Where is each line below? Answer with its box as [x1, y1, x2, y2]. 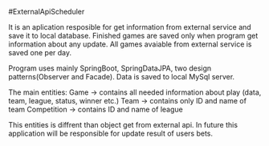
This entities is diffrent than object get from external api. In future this [8, 120, 238, 129]
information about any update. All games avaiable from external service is [8, 39, 252, 49]
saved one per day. [8, 48, 72, 57]
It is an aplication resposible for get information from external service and [8, 22, 251, 31]
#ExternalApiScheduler [8, 7, 85, 16]
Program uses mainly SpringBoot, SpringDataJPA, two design [8, 63, 212, 73]
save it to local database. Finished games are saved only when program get [8, 31, 259, 40]
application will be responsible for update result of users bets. [8, 128, 213, 138]
